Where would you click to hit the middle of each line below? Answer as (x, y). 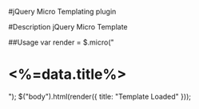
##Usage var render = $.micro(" (61, 42)
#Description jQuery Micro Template (68, 27)
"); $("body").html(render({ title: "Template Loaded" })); (100, 96)
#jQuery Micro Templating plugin (62, 12)
